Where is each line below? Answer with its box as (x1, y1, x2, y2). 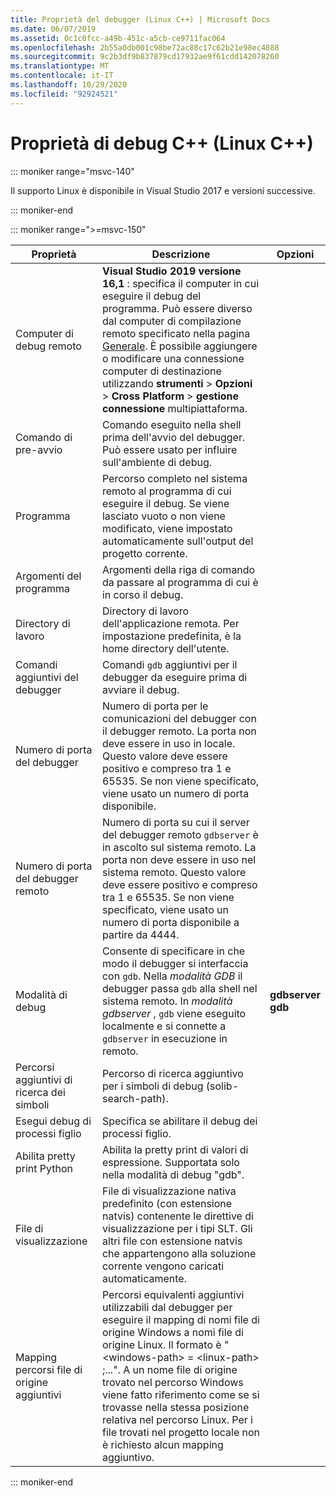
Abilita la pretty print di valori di (101, 1142, 249, 1156)
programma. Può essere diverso (101, 301, 253, 315)
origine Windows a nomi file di (101, 1325, 244, 1339)
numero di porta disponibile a (101, 915, 240, 929)
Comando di (15, 430, 73, 444)
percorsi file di (15, 1362, 83, 1376)
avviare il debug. (101, 682, 180, 696)
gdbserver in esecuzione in (101, 1031, 228, 1045)
